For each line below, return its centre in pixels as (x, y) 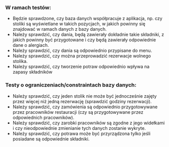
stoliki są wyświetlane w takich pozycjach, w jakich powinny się (79, 24)
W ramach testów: (28, 8)
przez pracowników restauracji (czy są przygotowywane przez (78, 112)
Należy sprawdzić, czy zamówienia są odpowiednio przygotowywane (85, 107)
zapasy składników (32, 72)
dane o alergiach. (31, 45)
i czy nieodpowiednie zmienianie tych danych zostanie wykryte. (79, 128)
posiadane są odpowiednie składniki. (51, 139)
